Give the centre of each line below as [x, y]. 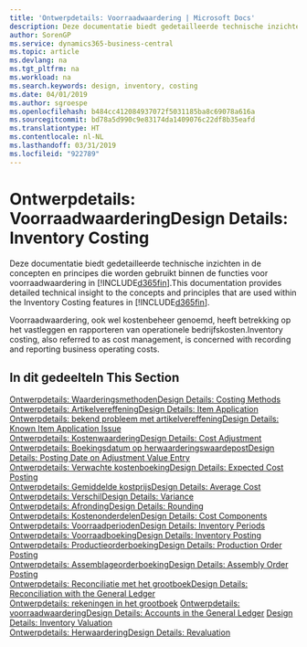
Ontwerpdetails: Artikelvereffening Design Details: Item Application [134, 409]
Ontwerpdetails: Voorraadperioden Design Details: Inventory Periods [138, 525]
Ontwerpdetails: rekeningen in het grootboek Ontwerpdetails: [125, 603]
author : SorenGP [40, 35]
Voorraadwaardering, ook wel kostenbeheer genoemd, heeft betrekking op [150, 320]
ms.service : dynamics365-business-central [91, 43]
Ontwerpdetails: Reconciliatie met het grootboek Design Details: [129, 584]
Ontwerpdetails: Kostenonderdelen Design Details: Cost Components [138, 516]
